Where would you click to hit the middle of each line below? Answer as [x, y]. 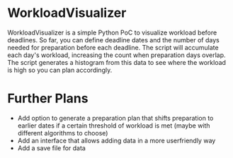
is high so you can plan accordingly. [60, 70]
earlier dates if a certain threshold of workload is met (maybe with [114, 126]
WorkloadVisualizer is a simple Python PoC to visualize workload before [112, 32]
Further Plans [48, 98]
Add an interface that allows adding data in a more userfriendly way [116, 140]
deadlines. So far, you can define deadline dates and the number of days [113, 39]
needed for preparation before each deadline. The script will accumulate [113, 47]
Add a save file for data [52, 148]
